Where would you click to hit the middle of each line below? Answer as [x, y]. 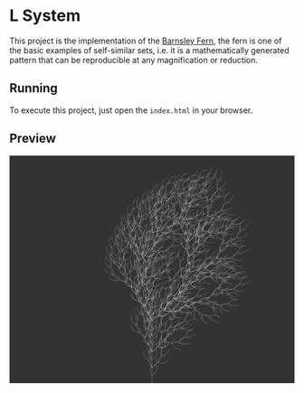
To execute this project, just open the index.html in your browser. [131, 110]
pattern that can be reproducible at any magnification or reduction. [134, 60]
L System [45, 16]
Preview [33, 139]
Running [34, 88]
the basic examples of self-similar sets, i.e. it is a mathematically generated [149, 50]
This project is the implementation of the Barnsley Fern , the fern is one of [146, 41]
